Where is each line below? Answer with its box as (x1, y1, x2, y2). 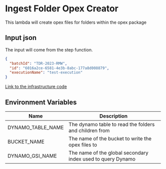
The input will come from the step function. (5, 46, 93, 52)
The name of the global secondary (68, 149, 149, 156)
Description (99, 112, 127, 119)
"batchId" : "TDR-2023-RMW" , (9, 61, 68, 66)
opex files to (68, 141, 97, 148)
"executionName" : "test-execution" (9, 70, 83, 75)
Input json (5, 34, 37, 42)
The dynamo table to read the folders (68, 121, 155, 127)
